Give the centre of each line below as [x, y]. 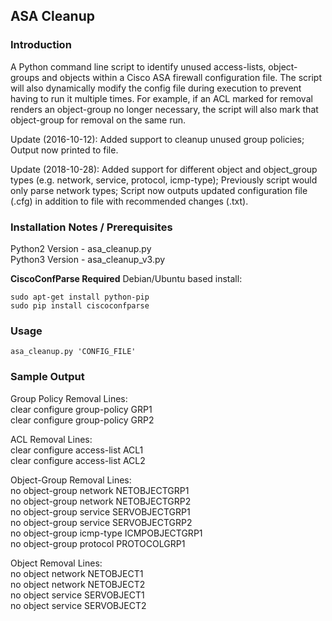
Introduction [41, 45]
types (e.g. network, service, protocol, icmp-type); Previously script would [164, 180]
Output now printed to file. [64, 150]
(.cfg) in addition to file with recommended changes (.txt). [129, 201]
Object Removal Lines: [56, 563]
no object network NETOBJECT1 [77, 573]
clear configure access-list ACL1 [77, 450]
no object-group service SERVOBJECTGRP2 [101, 522]
